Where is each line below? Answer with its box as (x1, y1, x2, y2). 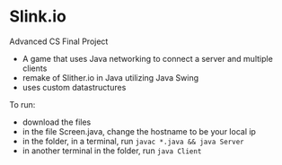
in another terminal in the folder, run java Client (22, 145, 202, 156)
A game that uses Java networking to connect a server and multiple (22, 53, 274, 64)
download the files (22, 117, 92, 127)
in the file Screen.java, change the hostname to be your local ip (22, 126, 256, 136)
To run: (9, 99, 36, 109)
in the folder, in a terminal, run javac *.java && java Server (22, 135, 244, 146)
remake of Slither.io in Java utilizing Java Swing (22, 72, 199, 82)
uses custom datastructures (22, 82, 127, 92)
